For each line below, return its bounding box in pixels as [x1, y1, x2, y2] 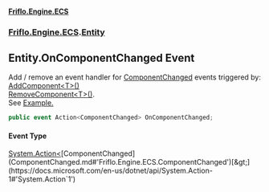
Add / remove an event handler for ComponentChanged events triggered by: [8, 72, 261, 82]
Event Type [8, 131, 47, 141]
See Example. [8, 98, 54, 108]
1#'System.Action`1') [8, 174, 76, 184]
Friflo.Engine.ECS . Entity [8, 27, 106, 38]
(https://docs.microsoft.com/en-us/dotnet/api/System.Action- [8, 165, 213, 176]
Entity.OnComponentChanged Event [8, 51, 195, 64]
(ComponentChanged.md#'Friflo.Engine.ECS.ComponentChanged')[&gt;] [8, 157, 251, 167]
